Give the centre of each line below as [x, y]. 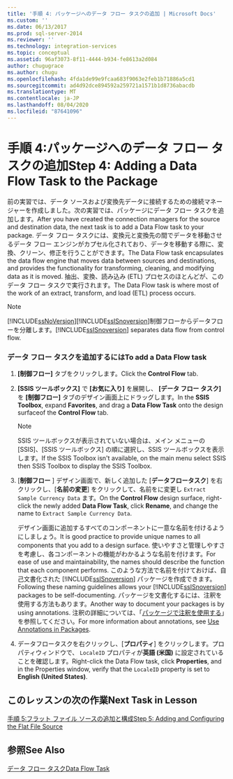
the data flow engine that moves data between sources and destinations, [112, 261]
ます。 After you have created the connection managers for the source [120, 219]
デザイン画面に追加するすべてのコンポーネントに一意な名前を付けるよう [121, 528]
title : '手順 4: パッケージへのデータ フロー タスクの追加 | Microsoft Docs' [112, 14]
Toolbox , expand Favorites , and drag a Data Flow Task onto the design [120, 405]
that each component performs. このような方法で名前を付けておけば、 [119, 570]
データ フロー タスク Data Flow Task [59, 768]
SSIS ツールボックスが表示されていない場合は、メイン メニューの [111, 440]
